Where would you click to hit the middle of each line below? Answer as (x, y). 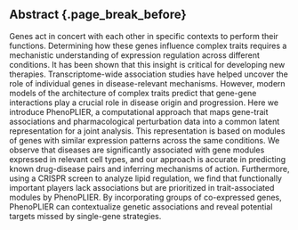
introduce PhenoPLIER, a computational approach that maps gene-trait (139, 111)
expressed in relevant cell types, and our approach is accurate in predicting (148, 159)
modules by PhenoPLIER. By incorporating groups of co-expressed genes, (145, 197)
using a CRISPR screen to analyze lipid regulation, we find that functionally (146, 178)
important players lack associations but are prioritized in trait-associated (142, 187)
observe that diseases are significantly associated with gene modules (137, 150)
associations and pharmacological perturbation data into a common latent (145, 121)
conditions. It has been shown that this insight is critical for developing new (147, 64)
